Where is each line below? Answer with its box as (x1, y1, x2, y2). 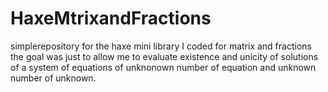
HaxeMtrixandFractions (10, 7, 212, 30)
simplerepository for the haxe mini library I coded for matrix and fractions (10, 40, 312, 52)
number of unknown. (10, 72, 97, 84)
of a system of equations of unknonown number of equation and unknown (10, 61, 317, 73)
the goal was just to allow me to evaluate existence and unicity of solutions (10, 50, 319, 62)
